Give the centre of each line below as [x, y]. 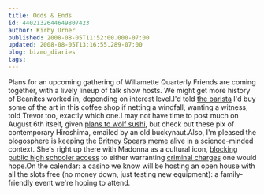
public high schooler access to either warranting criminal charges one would [132, 157]
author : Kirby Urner [42, 30]
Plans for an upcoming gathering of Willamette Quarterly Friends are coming [132, 82]
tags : [17, 60]
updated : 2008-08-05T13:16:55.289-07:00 [76, 45]
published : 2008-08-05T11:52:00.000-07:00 [79, 37]
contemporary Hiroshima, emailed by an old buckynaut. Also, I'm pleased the [132, 132]
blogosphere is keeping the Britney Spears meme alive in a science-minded [131, 141]
